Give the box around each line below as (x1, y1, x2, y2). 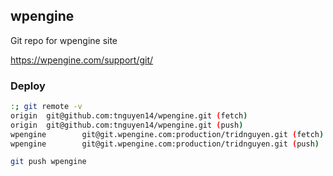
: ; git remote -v (10, 102, 83, 112)
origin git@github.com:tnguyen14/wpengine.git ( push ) (10, 120, 244, 130)
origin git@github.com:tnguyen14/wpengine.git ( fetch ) (10, 110, 248, 121)
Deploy (10, 79, 46, 93)
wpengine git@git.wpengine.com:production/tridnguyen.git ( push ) (10, 139, 320, 149)
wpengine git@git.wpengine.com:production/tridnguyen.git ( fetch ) (10, 129, 325, 139)
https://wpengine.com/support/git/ (10, 54, 154, 66)
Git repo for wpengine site (10, 34, 118, 46)
